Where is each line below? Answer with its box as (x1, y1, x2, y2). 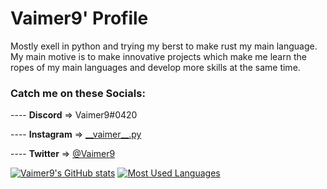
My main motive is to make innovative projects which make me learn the (10, 50, 307, 62)
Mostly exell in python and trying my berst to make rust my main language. (10, 40, 318, 52)
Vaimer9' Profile (10, 7, 149, 30)
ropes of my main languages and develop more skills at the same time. (10, 61, 301, 73)
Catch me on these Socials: (10, 86, 146, 100)
